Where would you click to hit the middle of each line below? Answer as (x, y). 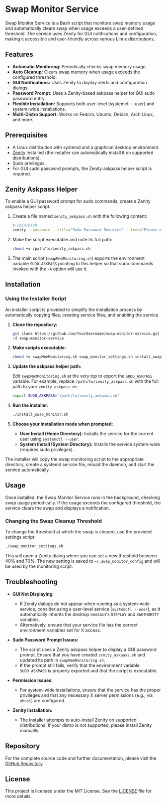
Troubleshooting (32, 582)
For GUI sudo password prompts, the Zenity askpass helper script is (82, 168)
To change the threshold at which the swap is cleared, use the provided (79, 532)
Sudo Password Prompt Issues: (45, 640)
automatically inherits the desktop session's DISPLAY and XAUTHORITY (89, 614)
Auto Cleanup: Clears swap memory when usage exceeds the (76, 72)
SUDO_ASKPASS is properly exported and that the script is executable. (88, 670)
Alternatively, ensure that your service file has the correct (79, 625)
